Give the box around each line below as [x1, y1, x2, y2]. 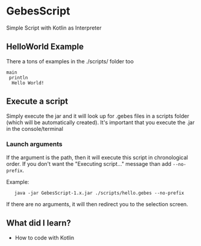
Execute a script [6, 96, 68, 107]
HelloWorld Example [6, 42, 84, 52]
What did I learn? [6, 218, 71, 229]
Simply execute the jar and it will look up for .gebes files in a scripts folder [6, 112, 190, 119]
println [8, 74, 28, 81]
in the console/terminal [6, 125, 63, 132]
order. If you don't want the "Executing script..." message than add [6, 160, 172, 167]
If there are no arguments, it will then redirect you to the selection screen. [6, 200, 188, 207]
